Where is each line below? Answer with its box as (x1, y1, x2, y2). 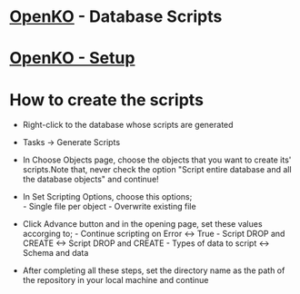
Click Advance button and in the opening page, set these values (22, 219, 263, 230)
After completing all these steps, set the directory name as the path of (22, 265, 285, 276)
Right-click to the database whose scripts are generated (22, 120, 234, 131)
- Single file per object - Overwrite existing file (22, 201, 197, 212)
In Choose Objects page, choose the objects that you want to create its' (22, 154, 292, 165)
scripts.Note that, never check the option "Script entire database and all (22, 164, 293, 175)
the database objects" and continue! (22, 174, 159, 185)
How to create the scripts (9, 89, 205, 110)
